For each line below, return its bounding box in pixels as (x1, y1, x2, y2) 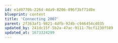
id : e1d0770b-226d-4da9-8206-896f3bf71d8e (5, 7, 95, 12)
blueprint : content (5, 12, 46, 17)
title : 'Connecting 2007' (5, 16, 59, 21)
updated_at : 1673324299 (5, 30, 55, 35)
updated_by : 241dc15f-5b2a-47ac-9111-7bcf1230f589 (5, 26, 113, 31)
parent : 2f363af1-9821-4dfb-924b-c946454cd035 (5, 21, 104, 26)
